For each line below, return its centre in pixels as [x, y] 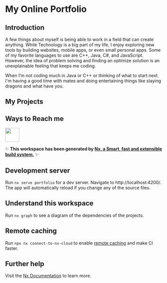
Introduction [25, 28]
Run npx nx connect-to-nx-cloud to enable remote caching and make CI [79, 243]
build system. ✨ [22, 155]
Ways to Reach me [34, 119]
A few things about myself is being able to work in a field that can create [80, 39]
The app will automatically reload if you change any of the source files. [78, 188]
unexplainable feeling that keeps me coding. [51, 66]
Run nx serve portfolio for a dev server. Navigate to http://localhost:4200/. [83, 183]
